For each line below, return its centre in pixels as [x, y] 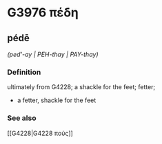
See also [22, 118]
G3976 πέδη [43, 13]
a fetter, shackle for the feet [57, 100]
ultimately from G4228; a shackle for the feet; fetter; [81, 87]
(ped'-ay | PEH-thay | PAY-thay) [53, 54]
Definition [24, 72]
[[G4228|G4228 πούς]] [40, 133]
